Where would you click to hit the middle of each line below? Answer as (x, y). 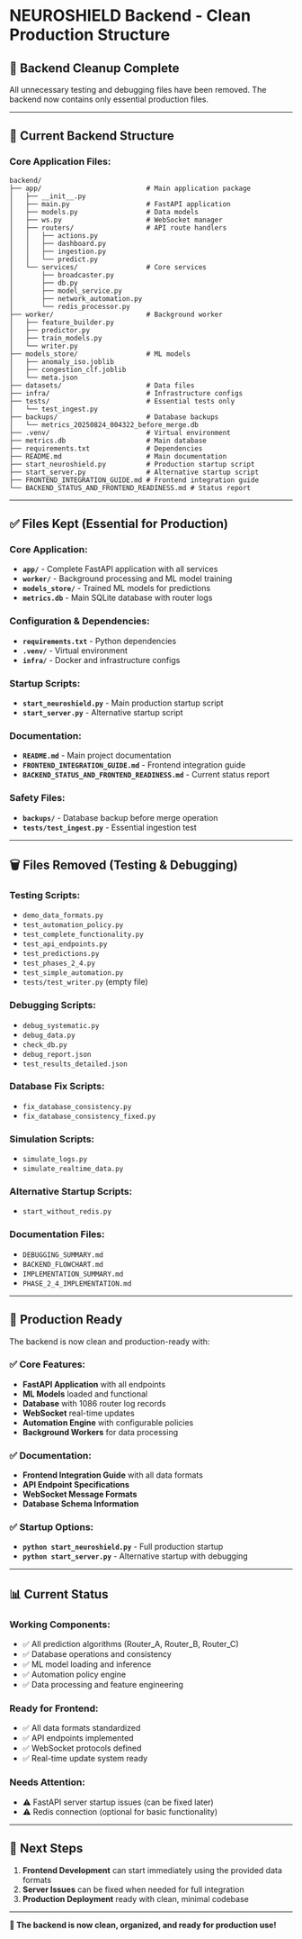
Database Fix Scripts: (57, 1087)
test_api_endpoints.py (65, 944)
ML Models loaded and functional (85, 1394)
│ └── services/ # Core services (108, 267)
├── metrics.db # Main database (108, 441)
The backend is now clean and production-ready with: (110, 1341)
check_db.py (44, 1045)
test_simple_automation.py (73, 973)
